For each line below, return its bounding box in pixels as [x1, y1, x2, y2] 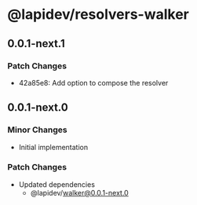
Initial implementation [18, 142, 89, 152]
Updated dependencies [18, 179, 96, 189]
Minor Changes [7, 124, 67, 135]
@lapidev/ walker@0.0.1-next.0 [30, 188, 129, 197]
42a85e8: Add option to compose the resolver [18, 78, 169, 87]
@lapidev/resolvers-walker [7, 5, 189, 24]
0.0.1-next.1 [7, 37, 65, 50]
